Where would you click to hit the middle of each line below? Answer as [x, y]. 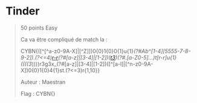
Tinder [23, 11]
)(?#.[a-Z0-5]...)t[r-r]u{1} [146, 57]
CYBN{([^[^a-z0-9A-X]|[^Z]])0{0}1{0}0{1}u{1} [77, 51]
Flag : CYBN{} [38, 93]
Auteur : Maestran [43, 82]
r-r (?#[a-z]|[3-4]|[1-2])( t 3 [84, 57]
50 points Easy [39, 28]
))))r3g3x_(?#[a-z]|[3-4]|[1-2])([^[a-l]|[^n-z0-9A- [92, 64]
